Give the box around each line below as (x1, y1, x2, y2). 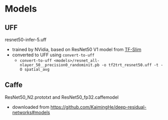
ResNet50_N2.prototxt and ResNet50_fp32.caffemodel (5, 94, 119, 100)
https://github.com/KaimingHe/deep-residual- (50, 104, 147, 110)
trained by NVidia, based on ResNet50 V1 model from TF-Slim (12, 47, 142, 52)
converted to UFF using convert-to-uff (12, 52, 95, 58)
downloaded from (12, 104, 50, 110)
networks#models (12, 109, 50, 115)
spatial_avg (24, 67, 50, 72)
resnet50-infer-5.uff (5, 36, 47, 43)
